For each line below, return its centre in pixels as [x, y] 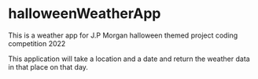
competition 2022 [37, 43]
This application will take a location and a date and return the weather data [129, 59]
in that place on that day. [48, 66]
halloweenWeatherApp [85, 14]
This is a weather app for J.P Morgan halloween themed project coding [123, 35]
